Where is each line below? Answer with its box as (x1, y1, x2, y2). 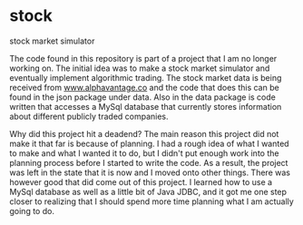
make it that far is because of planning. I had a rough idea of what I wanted (9, 138, 289, 149)
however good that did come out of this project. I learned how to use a (9, 176, 273, 187)
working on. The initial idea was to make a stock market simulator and (9, 63, 270, 73)
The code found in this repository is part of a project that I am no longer (9, 53, 278, 64)
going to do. (9, 205, 54, 216)
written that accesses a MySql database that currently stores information (9, 101, 282, 112)
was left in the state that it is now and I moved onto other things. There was (9, 167, 290, 178)
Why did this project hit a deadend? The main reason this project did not (9, 128, 279, 139)
